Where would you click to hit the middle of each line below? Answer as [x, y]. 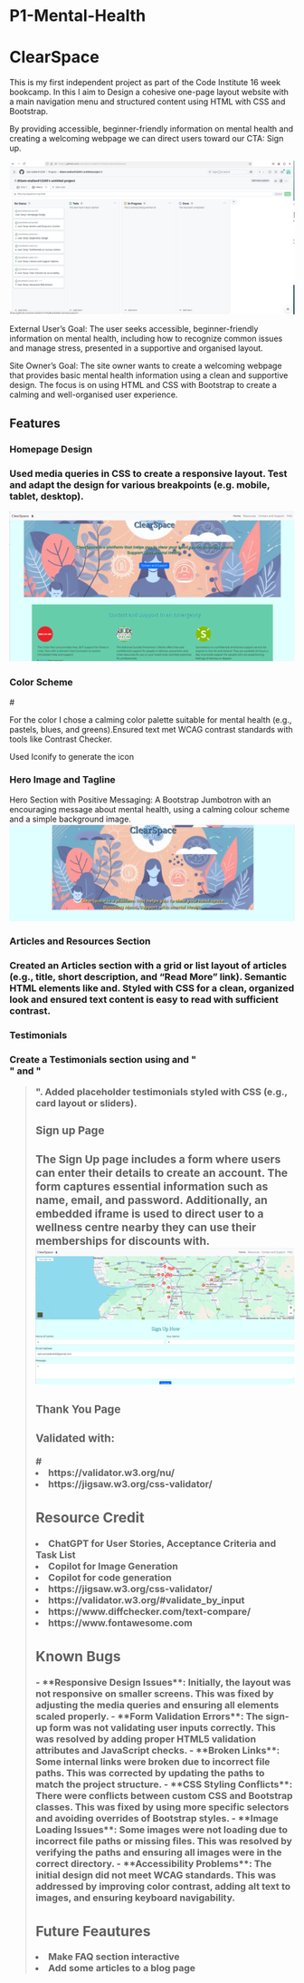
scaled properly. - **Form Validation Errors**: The [150, 1716]
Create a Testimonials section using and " [103, 1060]
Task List [56, 1554]
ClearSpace [54, 58]
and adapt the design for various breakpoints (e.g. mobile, [140, 484]
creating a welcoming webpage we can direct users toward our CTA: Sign [147, 139]
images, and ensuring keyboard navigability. [135, 1898]
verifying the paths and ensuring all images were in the [159, 1852]
